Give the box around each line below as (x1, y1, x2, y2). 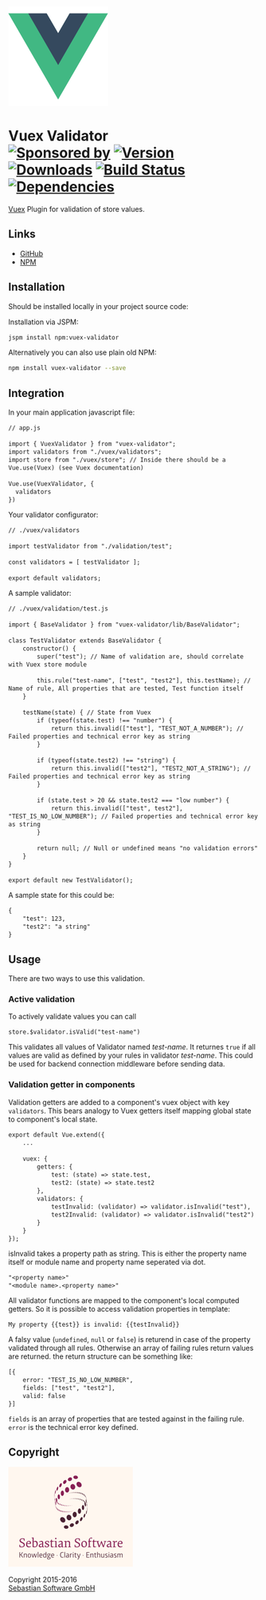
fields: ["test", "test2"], (22, 1384, 115, 1392)
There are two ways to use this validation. (8, 973, 145, 983)
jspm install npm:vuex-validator (8, 333, 119, 341)
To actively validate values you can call (8, 1012, 137, 1022)
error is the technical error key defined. (8, 1422, 139, 1431)
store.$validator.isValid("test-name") (8, 1028, 141, 1036)
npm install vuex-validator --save (8, 364, 127, 372)
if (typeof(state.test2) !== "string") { (37, 756, 177, 764)
